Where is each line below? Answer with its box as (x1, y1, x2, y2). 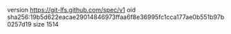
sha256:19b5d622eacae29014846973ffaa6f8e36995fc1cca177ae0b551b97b (7, 13, 225, 21)
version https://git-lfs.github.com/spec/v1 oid (7, 6, 136, 14)
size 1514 (33, 20, 59, 28)
